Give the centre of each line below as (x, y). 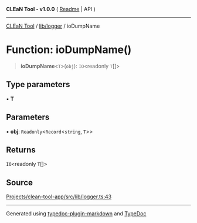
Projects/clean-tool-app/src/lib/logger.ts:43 (59, 197)
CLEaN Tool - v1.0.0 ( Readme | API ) (51, 9)
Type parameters (38, 84)
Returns (21, 150)
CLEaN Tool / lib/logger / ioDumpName (53, 26)
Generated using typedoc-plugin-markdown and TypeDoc (76, 214)
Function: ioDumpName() (69, 50)
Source (20, 182)
